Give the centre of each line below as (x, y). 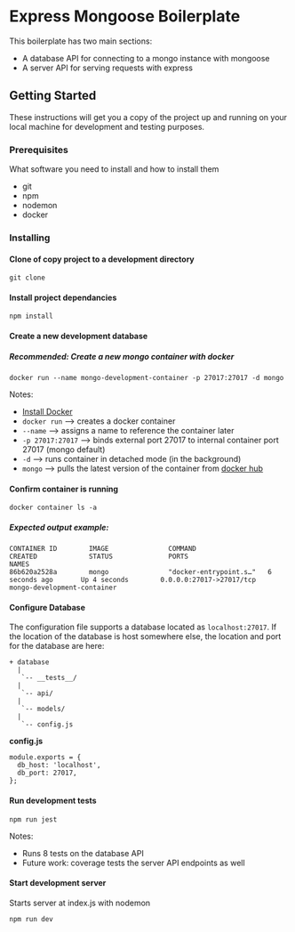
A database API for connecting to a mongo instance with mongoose (146, 58)
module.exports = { (45, 758)
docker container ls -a (53, 508)
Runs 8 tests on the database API (83, 853)
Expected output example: (59, 527)
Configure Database (48, 607)
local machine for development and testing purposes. (107, 126)
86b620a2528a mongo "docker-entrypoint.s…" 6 (141, 572)
